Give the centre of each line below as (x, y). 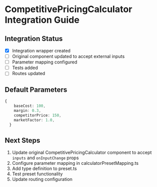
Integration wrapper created (41, 51)
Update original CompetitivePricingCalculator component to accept (82, 153)
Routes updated (29, 74)
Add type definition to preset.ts (44, 169)
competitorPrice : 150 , (38, 115)
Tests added (25, 68)
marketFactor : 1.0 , (34, 120)
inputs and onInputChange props (45, 158)
